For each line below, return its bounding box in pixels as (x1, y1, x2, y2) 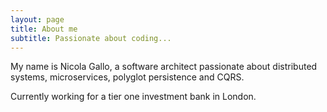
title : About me (10, 24, 78, 34)
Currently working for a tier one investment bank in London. (10, 91, 257, 103)
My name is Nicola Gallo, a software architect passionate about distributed (10, 61, 318, 73)
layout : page (10, 14, 65, 25)
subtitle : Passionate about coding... (10, 33, 172, 43)
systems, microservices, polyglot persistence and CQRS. (10, 71, 245, 83)
